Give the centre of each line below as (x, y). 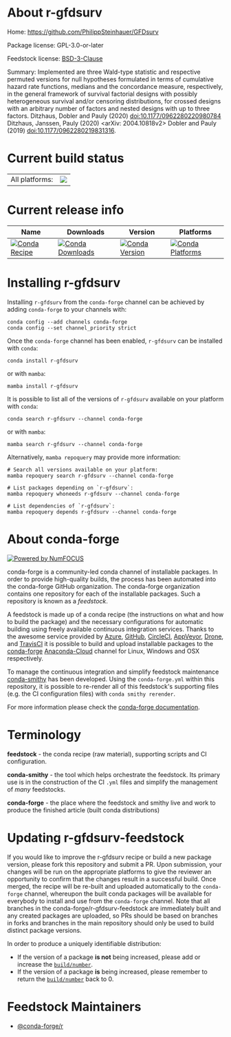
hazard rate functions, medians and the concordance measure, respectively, (115, 86)
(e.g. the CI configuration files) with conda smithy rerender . (91, 694)
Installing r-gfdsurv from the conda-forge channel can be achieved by (106, 302)
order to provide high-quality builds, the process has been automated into (112, 579)
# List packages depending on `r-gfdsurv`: (70, 487)
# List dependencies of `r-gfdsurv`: (61, 506)
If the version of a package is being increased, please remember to (112, 971)
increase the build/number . (55, 964)
